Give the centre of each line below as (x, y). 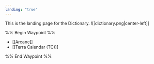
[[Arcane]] (22, 42)
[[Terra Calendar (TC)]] (35, 47)
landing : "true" (21, 9)
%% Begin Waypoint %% (30, 32)
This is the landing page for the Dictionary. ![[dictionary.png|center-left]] (77, 23)
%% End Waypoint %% (28, 56)
